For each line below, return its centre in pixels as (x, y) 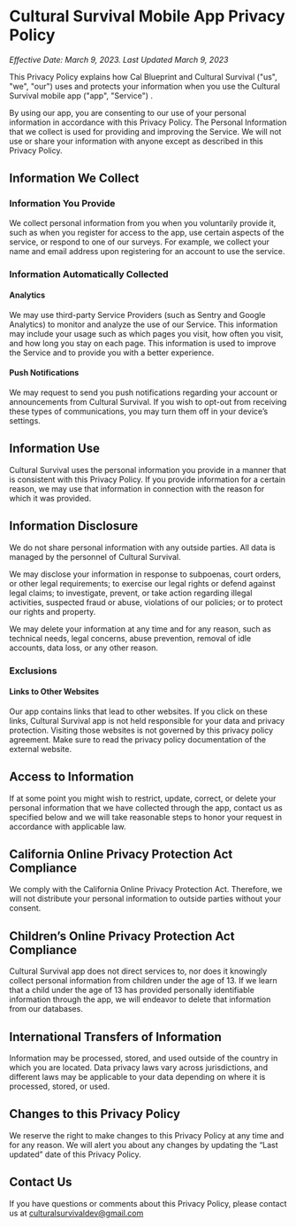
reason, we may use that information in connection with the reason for (137, 488)
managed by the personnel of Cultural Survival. (95, 556)
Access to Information (72, 777)
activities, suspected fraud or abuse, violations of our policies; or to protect (146, 602)
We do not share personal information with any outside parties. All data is (142, 547)
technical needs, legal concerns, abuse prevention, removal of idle (130, 638)
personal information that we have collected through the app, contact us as (146, 807)
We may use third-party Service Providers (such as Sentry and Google (137, 315)
